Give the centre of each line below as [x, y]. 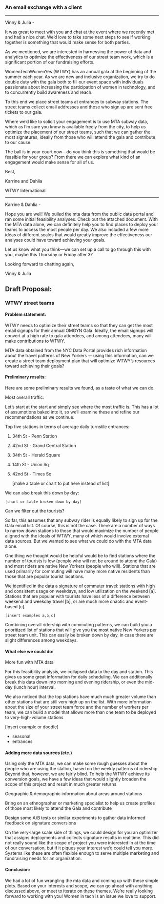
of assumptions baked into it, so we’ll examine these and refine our [72, 412]
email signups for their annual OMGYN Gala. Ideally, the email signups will [79, 330]
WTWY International [25, 191]
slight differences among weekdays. [41, 640]
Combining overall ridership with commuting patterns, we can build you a [79, 625]
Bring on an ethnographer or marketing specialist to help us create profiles [80, 803]
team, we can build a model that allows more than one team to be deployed [81, 712]
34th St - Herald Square [36, 455]
